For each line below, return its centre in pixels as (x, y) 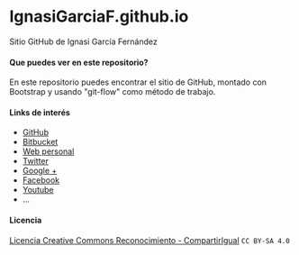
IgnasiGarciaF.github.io (99, 17)
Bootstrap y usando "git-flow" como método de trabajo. (113, 92)
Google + (40, 171)
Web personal (48, 151)
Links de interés (40, 112)
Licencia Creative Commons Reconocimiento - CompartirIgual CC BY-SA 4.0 (149, 240)
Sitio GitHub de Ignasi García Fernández (83, 41)
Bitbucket (40, 142)
